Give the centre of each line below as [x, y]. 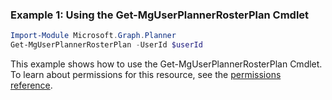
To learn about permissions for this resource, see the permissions [146, 75]
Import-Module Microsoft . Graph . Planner [93, 36]
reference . [31, 85]
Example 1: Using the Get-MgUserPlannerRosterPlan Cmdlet [160, 15]
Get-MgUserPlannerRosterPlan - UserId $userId [106, 45]
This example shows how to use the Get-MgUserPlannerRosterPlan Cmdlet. [166, 64]
